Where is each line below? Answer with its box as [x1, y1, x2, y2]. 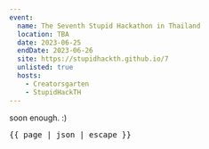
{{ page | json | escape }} [9, 129, 132, 139]
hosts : [17, 71, 42, 80]
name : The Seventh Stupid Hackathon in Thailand [17, 21, 201, 30]
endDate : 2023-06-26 [17, 46, 93, 55]
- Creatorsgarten [25, 79, 90, 88]
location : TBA [17, 29, 69, 38]
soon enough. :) [9, 112, 68, 123]
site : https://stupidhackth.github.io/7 [17, 54, 169, 63]
